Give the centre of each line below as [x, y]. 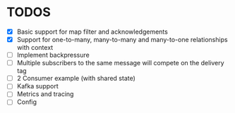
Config [26, 102]
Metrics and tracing [45, 94]
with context [35, 48]
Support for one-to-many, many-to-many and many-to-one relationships [122, 40]
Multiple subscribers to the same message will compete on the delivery [120, 63]
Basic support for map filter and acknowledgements [92, 32]
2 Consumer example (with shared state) [76, 79]
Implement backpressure [53, 55]
